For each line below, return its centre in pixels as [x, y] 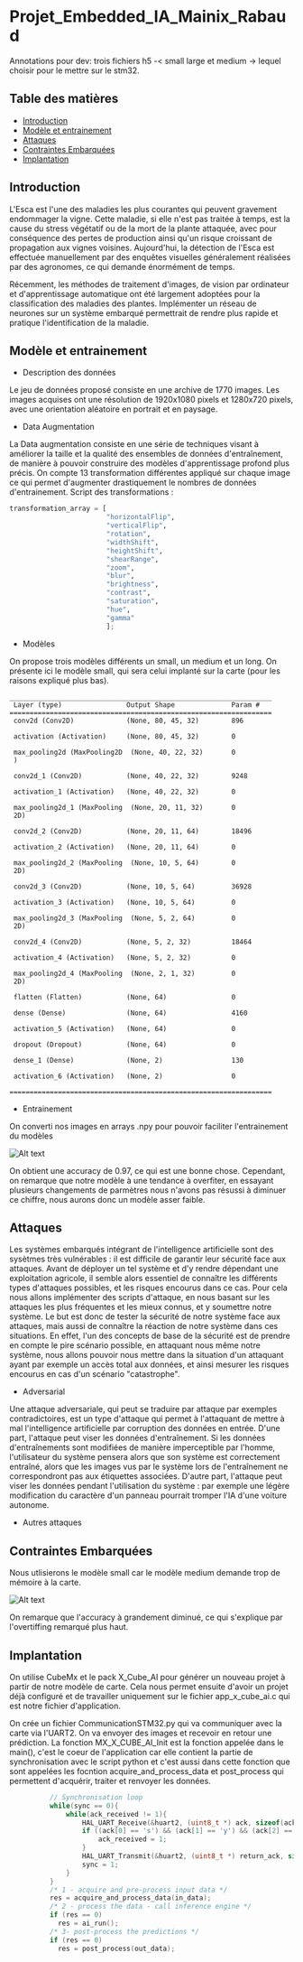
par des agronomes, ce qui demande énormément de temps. [122, 266]
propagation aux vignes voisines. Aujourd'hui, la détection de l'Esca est [142, 247]
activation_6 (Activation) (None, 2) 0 [124, 1076]
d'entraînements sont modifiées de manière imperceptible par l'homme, [142, 1447]
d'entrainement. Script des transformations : [92, 492]
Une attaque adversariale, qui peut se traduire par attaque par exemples [143, 1409]
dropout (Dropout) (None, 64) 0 [124, 1045]
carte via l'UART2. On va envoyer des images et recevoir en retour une [141, 1733]
